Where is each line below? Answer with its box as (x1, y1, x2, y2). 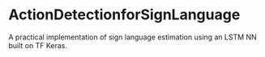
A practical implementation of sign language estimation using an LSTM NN (8, 32, 257, 42)
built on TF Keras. (8, 40, 67, 50)
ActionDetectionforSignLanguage (8, 6, 241, 24)
